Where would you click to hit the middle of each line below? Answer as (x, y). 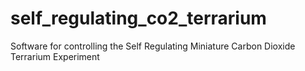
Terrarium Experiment (55, 56)
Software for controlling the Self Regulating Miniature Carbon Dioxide (153, 46)
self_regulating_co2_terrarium (138, 18)
